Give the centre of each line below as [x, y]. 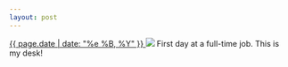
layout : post [33, 17]
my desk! [26, 53]
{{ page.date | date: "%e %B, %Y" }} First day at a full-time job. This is [144, 43]
